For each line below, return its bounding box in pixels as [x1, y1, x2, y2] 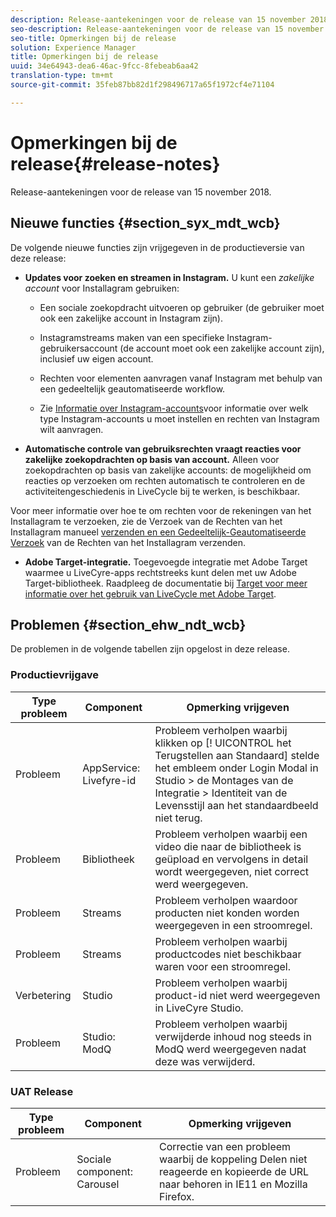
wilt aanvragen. [39, 423, 104, 435]
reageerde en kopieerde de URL [158, 1164, 310, 1178]
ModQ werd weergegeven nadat [154, 1042, 307, 1056]
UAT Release [10, 1084, 74, 1098]
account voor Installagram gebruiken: [24, 282, 180, 294]
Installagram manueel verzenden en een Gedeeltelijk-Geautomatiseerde [10, 526, 307, 538]
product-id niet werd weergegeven [154, 988, 321, 1002]
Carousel [76, 1177, 120, 1191]
